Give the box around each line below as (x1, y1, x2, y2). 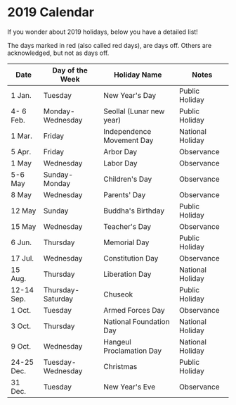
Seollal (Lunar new (103, 106, 165, 116)
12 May (11, 206, 37, 216)
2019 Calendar (7, 4, 95, 20)
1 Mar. (11, 131, 33, 141)
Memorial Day (103, 237, 150, 247)
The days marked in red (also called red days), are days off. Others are (7, 41, 212, 49)
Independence (103, 126, 152, 136)
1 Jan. (11, 90, 32, 100)
